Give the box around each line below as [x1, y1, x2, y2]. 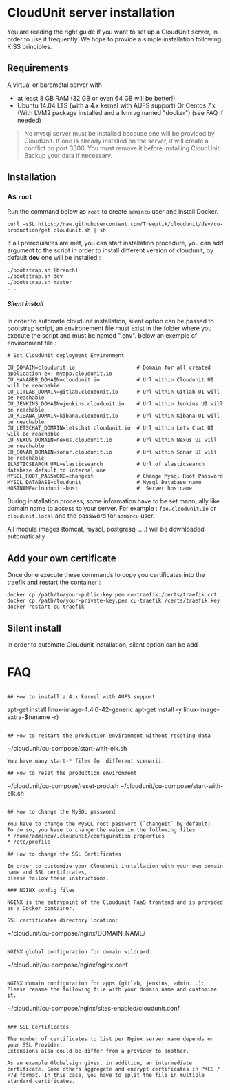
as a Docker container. [7, 905, 76, 911]
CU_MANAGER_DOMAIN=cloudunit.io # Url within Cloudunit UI [7, 376, 214, 383]
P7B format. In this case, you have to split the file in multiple [7, 1071, 205, 1078]
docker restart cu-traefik [7, 603, 85, 611]
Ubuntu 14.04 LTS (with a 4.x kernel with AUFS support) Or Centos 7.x [17, 101, 216, 110]
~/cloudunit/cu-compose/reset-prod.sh [7, 781, 119, 790]
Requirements [7, 62, 69, 74]
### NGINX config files [7, 887, 76, 894]
